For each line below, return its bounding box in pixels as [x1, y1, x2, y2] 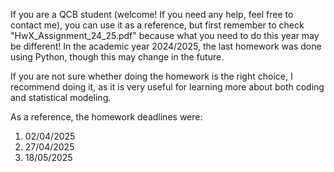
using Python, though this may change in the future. [10, 51, 225, 63]
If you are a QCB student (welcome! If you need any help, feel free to [10, 9, 294, 20]
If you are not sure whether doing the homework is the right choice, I [10, 70, 293, 82]
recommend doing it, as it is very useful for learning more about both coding [10, 81, 325, 93]
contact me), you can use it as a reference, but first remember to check [10, 19, 305, 31]
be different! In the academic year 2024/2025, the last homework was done [10, 40, 322, 52]
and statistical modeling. [10, 92, 112, 103]
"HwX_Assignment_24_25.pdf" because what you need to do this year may [10, 30, 320, 41]
